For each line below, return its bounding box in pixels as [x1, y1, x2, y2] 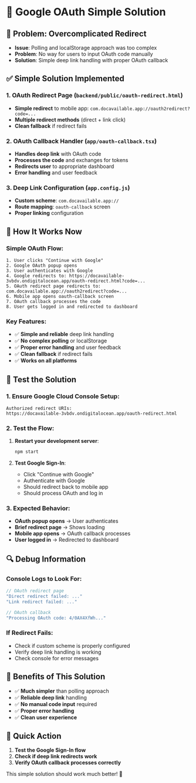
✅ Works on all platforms [14, 357, 77, 364]
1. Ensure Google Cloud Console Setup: [6, 392, 120, 400]
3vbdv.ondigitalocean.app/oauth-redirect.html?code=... [6, 278, 146, 284]
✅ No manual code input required [14, 700, 97, 707]
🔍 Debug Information [6, 554, 86, 564]
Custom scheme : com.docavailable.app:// [14, 197, 119, 204]
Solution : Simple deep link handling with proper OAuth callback [14, 57, 168, 63]
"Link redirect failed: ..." [6, 599, 77, 604]
